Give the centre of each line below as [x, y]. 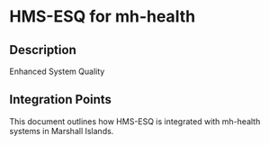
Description [43, 50]
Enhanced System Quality [57, 71]
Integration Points [61, 100]
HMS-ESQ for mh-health [103, 17]
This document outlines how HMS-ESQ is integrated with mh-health [135, 121]
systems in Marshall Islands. [62, 131]
